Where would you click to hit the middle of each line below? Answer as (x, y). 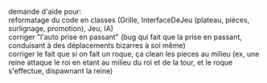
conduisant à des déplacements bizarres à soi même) (97, 45)
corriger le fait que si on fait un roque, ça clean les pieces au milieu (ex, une (134, 54)
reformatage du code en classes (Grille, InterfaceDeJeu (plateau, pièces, (129, 20)
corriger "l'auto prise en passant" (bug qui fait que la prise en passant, (125, 37)
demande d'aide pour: (45, 12)
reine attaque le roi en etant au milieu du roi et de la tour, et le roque (121, 62)
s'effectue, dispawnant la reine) (61, 71)
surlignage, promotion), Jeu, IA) (61, 28)
